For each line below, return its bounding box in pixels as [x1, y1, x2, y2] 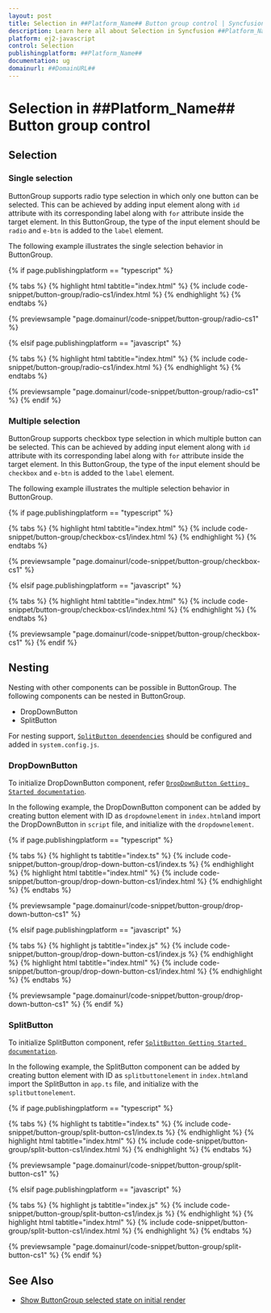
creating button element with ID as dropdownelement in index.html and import [8, 811, 261, 821]
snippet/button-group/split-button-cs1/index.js [8, 1209, 164, 1218]
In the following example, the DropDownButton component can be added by [8, 802, 261, 812]
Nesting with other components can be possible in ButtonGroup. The [8, 682, 237, 692]
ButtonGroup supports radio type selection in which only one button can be [8, 191, 259, 200]
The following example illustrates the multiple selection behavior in [8, 483, 230, 493]
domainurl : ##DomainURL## [8, 65, 95, 73]
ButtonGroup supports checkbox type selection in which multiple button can [8, 433, 262, 443]
